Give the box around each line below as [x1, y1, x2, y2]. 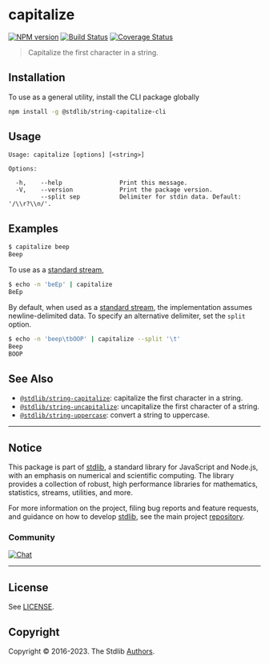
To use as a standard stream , [8, 265, 104, 274]
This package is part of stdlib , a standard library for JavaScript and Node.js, [8, 462, 259, 472]
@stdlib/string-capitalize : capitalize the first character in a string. [19, 393, 243, 403]
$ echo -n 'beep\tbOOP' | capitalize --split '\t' [8, 335, 181, 343]
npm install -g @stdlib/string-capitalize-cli [8, 107, 167, 115]
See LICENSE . [8, 602, 54, 612]
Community [8, 531, 55, 542]
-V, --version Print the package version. [15, 186, 214, 194]
